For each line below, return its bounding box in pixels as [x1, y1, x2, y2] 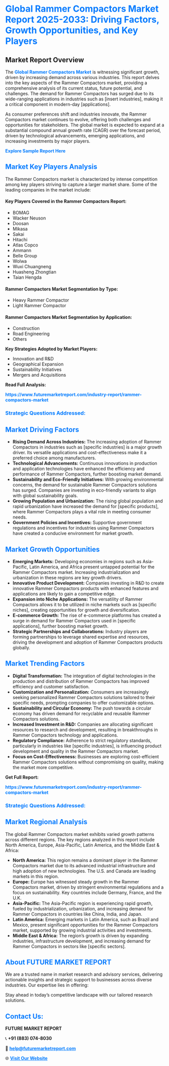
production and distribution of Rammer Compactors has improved [12, 678, 150, 684]
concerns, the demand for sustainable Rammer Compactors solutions [12, 482, 157, 488]
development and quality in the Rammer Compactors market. [12, 748, 140, 754]
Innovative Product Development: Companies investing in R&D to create [12, 580, 164, 586]
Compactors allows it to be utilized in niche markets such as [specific [12, 601, 157, 607]
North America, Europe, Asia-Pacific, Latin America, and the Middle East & [5, 842, 160, 848]
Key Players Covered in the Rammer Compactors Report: [5, 198, 127, 204]
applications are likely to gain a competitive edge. [12, 591, 116, 597]
